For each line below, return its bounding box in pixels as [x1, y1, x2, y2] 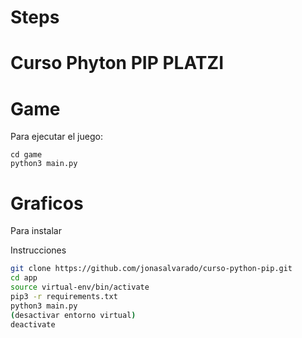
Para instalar [10, 225, 62, 237]
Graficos [10, 192, 84, 215]
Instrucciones [10, 244, 67, 256]
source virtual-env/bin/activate [10, 282, 150, 292]
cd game [10, 150, 43, 160]
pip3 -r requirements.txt [10, 291, 118, 301]
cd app [10, 273, 38, 283]
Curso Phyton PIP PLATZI [10, 52, 224, 75]
